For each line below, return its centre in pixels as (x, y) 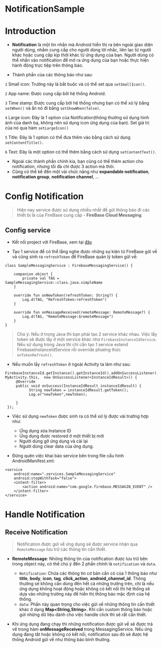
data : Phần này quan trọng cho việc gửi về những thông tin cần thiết (87, 604)
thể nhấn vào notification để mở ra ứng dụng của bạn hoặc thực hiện (80, 60)
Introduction (30, 31)
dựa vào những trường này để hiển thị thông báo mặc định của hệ (84, 594)
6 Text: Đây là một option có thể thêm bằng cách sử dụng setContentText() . (81, 152)
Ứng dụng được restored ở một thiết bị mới (61, 436)
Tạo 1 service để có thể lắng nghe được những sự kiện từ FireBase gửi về (84, 251)
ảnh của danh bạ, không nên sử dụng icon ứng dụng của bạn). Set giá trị (77, 123)
